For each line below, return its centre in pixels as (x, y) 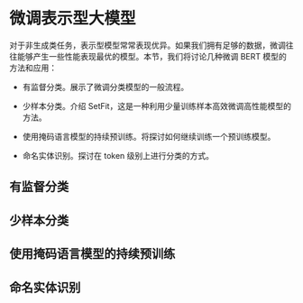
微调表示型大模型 (73, 18)
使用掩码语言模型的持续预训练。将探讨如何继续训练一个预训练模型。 (149, 136)
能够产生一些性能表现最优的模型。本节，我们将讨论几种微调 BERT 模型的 (151, 56)
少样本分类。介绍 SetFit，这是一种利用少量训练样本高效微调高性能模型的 (156, 106)
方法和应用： (33, 68)
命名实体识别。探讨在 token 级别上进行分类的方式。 (118, 155)
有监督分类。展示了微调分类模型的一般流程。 (106, 87)
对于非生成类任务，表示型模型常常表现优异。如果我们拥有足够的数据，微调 (147, 45)
